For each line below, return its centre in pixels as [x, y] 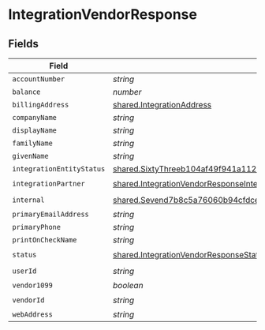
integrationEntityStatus [59, 169]
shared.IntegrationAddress [162, 105]
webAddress [32, 315]
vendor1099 [32, 285]
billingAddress [41, 105]
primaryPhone [37, 227]
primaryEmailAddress [50, 214]
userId [24, 271]
